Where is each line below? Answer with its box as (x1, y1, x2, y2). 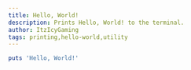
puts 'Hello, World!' (8, 54, 79, 62)
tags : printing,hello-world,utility (8, 33, 128, 41)
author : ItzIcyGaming (8, 26, 79, 33)
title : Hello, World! (8, 11, 79, 19)
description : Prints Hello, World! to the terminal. (8, 19, 185, 26)
